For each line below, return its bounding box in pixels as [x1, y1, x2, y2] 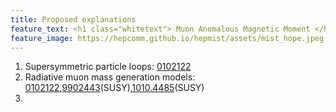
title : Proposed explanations [10, 14, 137, 25]
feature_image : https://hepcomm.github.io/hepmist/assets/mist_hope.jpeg [10, 33, 325, 43]
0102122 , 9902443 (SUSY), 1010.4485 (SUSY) [24, 82, 205, 94]
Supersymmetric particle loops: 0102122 [24, 61, 192, 73]
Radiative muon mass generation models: [24, 71, 196, 83]
